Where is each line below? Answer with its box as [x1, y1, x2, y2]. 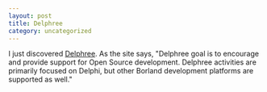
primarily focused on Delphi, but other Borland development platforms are [8, 66, 254, 76]
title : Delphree [8, 19, 63, 27]
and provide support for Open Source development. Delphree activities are [8, 57, 257, 67]
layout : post [8, 11, 52, 20]
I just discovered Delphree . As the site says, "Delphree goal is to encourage [8, 49, 260, 59]
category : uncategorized [8, 27, 92, 35]
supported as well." [8, 74, 73, 85]
